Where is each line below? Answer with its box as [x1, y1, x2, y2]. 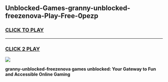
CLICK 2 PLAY [5, 45, 40, 52]
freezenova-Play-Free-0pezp [5, 12, 98, 20]
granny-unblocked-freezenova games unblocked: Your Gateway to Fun [5, 66, 156, 72]
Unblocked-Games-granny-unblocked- [5, 4, 130, 12]
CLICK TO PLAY [5, 27, 44, 34]
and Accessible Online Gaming [5, 71, 70, 77]
